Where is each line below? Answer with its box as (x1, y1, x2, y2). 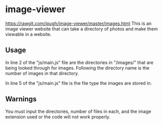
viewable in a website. (5, 31, 52, 37)
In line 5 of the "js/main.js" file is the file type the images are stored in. (5, 80, 152, 86)
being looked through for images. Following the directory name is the (5, 65, 150, 71)
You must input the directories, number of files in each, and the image (5, 108, 151, 114)
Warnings (5, 95, 37, 104)
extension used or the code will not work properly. (5, 113, 111, 120)
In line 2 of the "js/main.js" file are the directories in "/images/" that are (5, 59, 154, 66)
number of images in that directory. (5, 70, 79, 76)
